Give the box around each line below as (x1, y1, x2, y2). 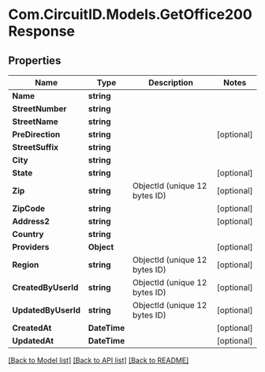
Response (8, 22, 76, 40)
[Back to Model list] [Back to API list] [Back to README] (8, 355, 189, 365)
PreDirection (12, 129, 61, 140)
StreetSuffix (12, 142, 59, 152)
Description (148, 77, 193, 88)
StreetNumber (12, 103, 67, 114)
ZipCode (12, 203, 46, 214)
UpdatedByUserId (12, 305, 81, 315)
